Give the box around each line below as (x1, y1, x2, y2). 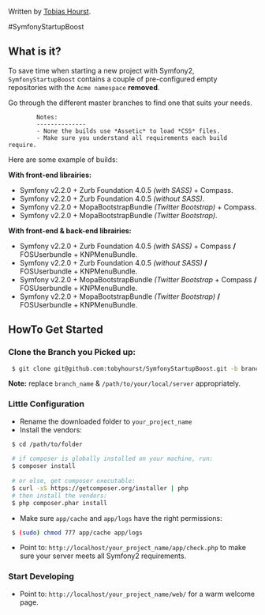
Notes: (36, 113, 58, 121)
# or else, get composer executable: (11, 477, 136, 485)
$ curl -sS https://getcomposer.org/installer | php (11, 484, 189, 492)
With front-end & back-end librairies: (8, 225, 132, 236)
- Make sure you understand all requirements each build (36, 134, 227, 141)
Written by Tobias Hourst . (8, 7, 91, 16)
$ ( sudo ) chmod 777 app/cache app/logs (11, 529, 144, 537)
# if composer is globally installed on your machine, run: (11, 455, 214, 463)
